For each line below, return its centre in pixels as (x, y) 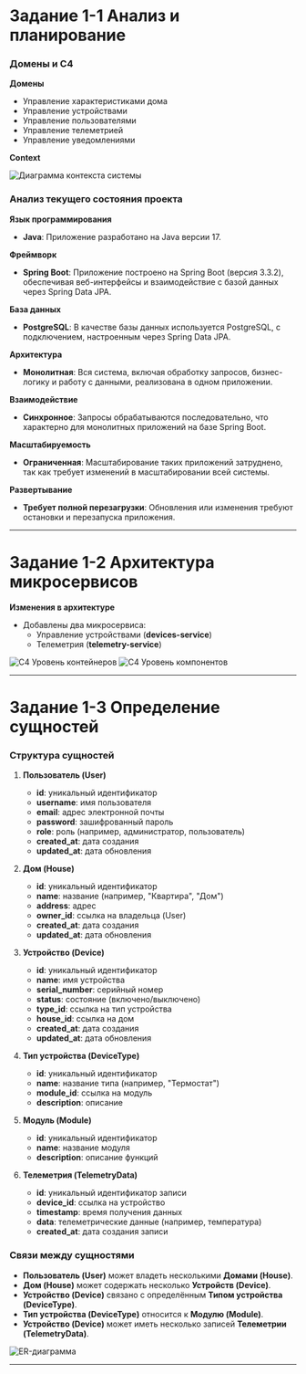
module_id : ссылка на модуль (94, 1093)
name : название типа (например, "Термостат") (128, 1084)
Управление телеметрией (73, 131)
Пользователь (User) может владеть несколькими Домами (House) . (158, 1275)
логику (36, 382)
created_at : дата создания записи (102, 1232)
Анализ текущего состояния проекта (97, 199)
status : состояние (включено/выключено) (118, 1000)
